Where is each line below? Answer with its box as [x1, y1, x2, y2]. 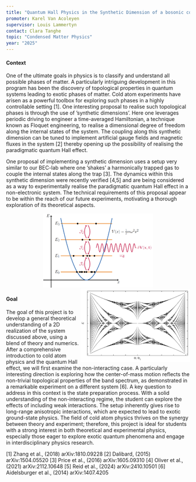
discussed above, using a [6, 333, 68, 340]
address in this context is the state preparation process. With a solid [6, 390, 170, 397]
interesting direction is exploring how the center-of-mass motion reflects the [6, 371, 190, 378]
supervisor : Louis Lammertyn [6, 22, 77, 27]
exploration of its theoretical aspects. [6, 202, 95, 209]
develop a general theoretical [6, 315, 76, 322]
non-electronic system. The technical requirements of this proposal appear [6, 189, 187, 196]
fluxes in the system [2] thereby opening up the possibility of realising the [6, 140, 183, 147]
